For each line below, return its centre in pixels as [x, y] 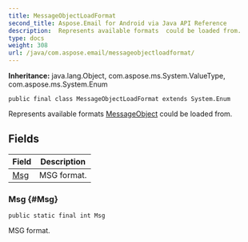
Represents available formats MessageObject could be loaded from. [120, 114]
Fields [24, 139]
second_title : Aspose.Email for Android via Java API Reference [118, 23]
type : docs [26, 38]
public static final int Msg [57, 216]
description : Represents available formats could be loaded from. [125, 30]
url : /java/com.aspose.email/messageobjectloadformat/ [102, 53]
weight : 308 [28, 46]
